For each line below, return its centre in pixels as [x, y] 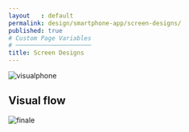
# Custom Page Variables [50, 38]
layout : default [41, 16]
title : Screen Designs [46, 53]
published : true [35, 30]
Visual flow [37, 101]
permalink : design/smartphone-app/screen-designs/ [95, 23]
